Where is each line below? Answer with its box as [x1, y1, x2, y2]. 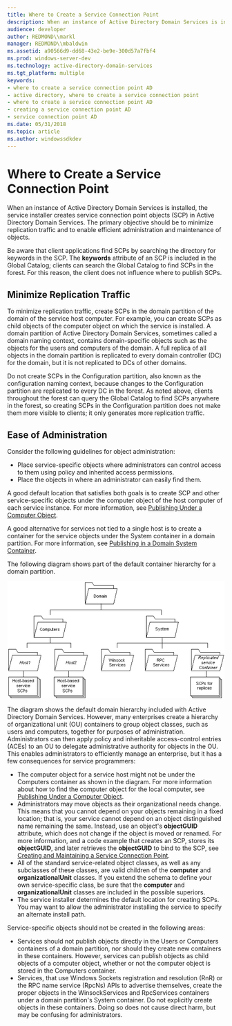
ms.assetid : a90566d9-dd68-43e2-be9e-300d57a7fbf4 [7, 48, 156, 55]
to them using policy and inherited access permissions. [17, 468, 175, 477]
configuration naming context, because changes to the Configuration [7, 380, 204, 388]
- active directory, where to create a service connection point [7, 91, 199, 98]
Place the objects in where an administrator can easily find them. [17, 475, 202, 484]
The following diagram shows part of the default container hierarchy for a [7, 560, 216, 568]
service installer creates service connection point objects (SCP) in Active [7, 211, 215, 220]
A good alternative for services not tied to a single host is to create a [7, 524, 202, 533]
